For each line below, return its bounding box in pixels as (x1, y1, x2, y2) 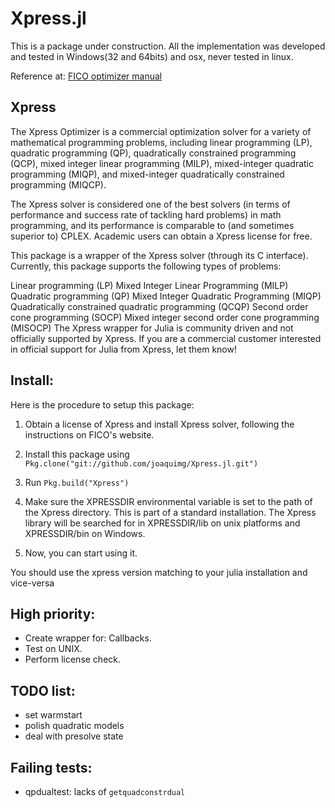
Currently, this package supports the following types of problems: (10, 260, 282, 272)
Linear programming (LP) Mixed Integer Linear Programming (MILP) (10, 279, 289, 291)
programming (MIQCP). (10, 178, 107, 191)
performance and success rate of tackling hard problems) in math (10, 208, 282, 221)
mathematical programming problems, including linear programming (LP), (10, 136, 313, 148)
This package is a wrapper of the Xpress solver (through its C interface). (10, 249, 309, 261)
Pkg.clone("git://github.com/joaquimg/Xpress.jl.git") (24, 458, 259, 469)
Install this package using (24, 448, 130, 460)
